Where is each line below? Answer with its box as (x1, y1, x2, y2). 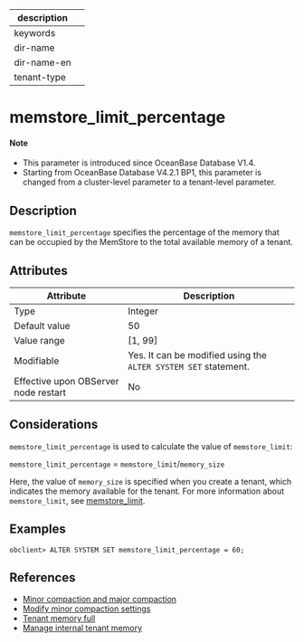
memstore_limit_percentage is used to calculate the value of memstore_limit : (9, 440, 293, 451)
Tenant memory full (22, 613, 96, 624)
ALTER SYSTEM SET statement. (128, 361, 251, 373)
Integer (128, 305, 158, 317)
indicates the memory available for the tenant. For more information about (9, 486, 285, 496)
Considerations (9, 417, 99, 432)
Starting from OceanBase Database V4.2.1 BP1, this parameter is (22, 167, 262, 178)
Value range (14, 335, 65, 347)
